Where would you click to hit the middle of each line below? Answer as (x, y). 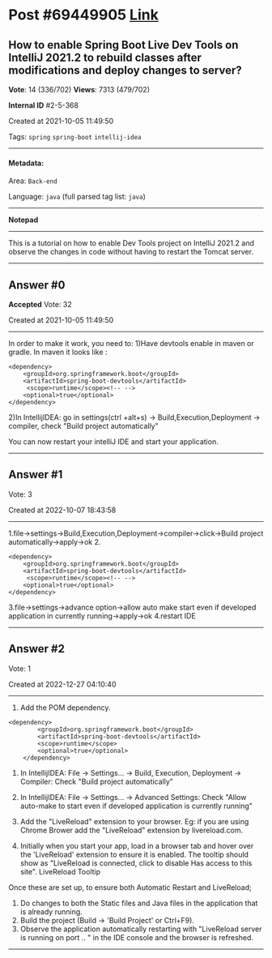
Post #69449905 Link (84, 15)
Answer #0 (37, 285)
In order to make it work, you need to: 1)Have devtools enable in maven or (132, 344)
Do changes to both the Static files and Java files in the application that (139, 903)
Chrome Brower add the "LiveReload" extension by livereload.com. (132, 830)
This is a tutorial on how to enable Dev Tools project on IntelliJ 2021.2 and (132, 243)
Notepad (23, 220)
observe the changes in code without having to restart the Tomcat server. (131, 252)
